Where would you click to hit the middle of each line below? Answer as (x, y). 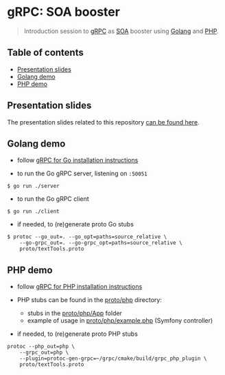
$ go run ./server (33, 186)
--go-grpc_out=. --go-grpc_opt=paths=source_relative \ (101, 243)
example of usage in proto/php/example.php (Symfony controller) (120, 321)
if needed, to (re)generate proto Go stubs (75, 224)
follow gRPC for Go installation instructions (78, 160)
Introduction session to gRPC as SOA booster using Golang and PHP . (121, 31)
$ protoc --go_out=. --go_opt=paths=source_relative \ (87, 237)
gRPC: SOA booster (63, 12)
